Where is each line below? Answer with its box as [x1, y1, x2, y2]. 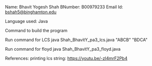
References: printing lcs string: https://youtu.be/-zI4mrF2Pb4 [5, 55, 128, 61]
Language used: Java [5, 19, 48, 24]
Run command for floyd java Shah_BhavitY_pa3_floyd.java [5, 46, 121, 52]
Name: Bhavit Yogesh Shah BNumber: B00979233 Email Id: [5, 4, 123, 10]
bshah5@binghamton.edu [5, 9, 57, 15]
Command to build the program [5, 28, 68, 33]
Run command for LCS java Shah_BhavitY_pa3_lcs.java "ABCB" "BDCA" [5, 37, 148, 43]
